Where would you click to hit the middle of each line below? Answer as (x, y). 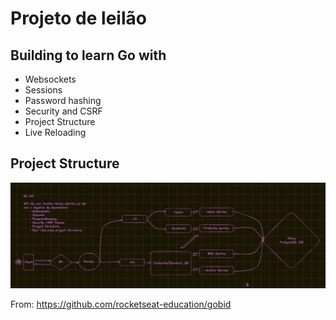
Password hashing (63, 100)
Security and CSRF (63, 111)
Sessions (43, 90)
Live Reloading (55, 132)
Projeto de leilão (78, 18)
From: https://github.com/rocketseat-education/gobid (121, 304)
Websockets (50, 79)
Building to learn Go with (88, 55)
